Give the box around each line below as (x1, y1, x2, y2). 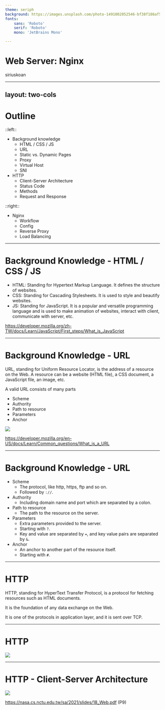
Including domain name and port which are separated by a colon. (19, 500, 151, 505)
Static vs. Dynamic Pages (19, 152, 71, 158)
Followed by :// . (19, 489, 54, 495)
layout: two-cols (5, 90, 56, 99)
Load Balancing (19, 234, 52, 239)
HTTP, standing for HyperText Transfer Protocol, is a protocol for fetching (5, 590, 154, 596)
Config (19, 223, 33, 229)
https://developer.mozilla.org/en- (5, 436, 72, 442)
